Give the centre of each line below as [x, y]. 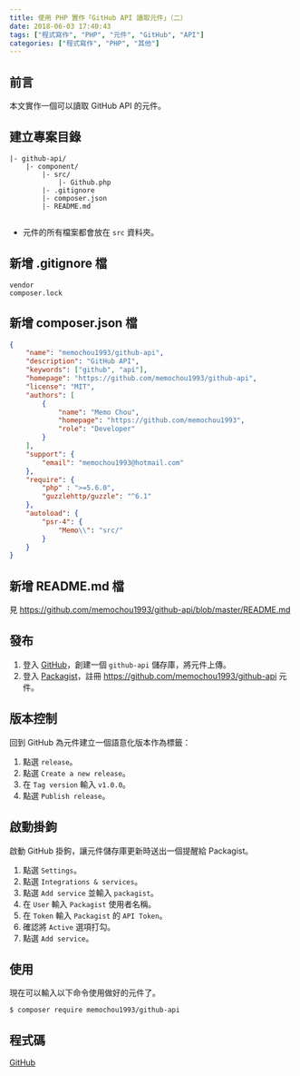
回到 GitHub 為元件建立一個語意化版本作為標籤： [100, 742]
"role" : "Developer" [97, 429]
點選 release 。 [50, 761]
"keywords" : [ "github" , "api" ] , [87, 370]
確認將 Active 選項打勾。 [69, 926]
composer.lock [36, 293]
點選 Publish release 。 [66, 795]
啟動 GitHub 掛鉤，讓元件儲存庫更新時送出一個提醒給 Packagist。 [131, 851]
